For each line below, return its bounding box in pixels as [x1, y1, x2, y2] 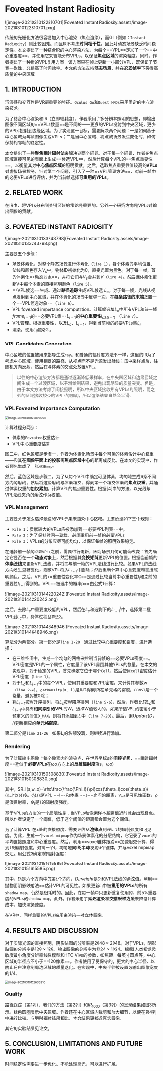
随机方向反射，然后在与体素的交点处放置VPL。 [5, 364, 98, 370]
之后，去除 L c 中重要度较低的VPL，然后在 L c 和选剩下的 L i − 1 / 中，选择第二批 [5, 606, 151, 613]
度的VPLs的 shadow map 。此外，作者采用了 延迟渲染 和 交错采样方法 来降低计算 [5, 896, 156, 901]
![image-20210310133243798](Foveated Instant [5, 236, 100, 242]
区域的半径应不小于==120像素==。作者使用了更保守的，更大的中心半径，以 [5, 958, 155, 964]
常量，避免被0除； [12, 693, 49, 699]
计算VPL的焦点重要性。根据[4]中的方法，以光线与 [51, 485, 151, 491]
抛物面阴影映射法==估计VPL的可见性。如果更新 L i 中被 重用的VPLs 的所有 [5, 883, 148, 890]
